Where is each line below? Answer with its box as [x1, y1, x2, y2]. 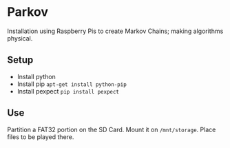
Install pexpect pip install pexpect [17, 87, 119, 95]
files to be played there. [7, 132, 74, 141]
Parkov [7, 4, 48, 20]
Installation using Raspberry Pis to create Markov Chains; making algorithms [7, 27, 224, 35]
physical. [7, 34, 33, 42]
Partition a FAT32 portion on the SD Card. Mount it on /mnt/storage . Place [7, 125, 216, 134]
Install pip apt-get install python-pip [17, 80, 127, 88]
